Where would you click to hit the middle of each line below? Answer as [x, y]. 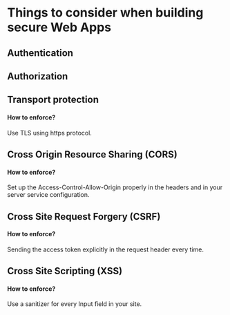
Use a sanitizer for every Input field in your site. [75, 304]
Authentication [40, 53]
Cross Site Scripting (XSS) [65, 271]
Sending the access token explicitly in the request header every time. [105, 249]
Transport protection [53, 100]
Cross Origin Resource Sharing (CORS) [92, 154]
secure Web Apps [59, 27]
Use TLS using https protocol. [49, 133]
